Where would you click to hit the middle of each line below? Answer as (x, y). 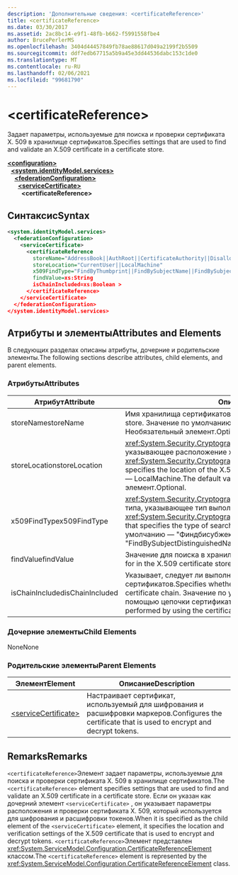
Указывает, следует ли (164, 575)
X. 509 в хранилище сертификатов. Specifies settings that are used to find (117, 142)
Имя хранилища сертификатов (178, 414)
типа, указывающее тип (166, 507)
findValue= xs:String (63, 278)
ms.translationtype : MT (42, 60)
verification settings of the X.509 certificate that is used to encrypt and (111, 834)
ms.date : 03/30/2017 (38, 27)
